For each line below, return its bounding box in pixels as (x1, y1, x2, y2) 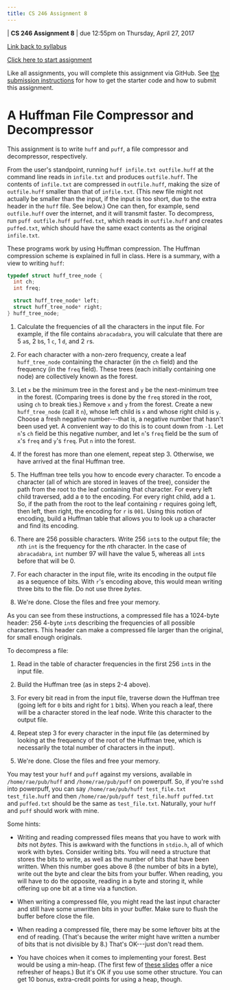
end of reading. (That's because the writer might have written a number (16, 932, 220, 941)
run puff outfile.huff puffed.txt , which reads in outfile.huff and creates (7, 216, 223, 225)
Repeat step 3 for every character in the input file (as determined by (16, 728, 210, 737)
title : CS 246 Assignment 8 (7, 10, 88, 17)
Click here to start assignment (7, 56, 93, 64)
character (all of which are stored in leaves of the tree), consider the (16, 478, 211, 486)
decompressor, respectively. (7, 152, 88, 160)
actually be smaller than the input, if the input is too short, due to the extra (7, 194, 217, 203)
